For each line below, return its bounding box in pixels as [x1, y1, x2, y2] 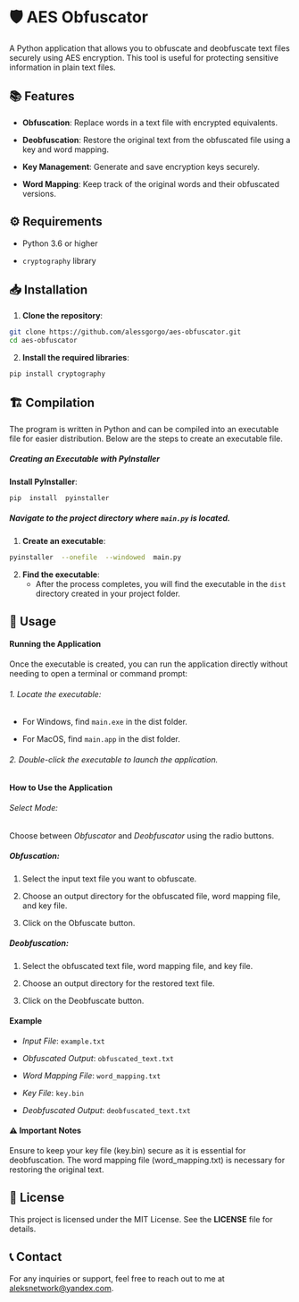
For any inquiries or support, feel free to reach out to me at [9, 1272, 225, 1284]
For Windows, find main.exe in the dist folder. [21, 717, 187, 728]
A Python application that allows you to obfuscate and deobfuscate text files [9, 42, 290, 54]
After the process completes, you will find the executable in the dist [35, 578, 287, 589]
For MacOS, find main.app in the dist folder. [21, 734, 181, 745]
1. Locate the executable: [9, 688, 102, 699]
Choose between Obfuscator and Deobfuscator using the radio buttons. [9, 830, 275, 841]
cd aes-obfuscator [9, 336, 78, 345]
